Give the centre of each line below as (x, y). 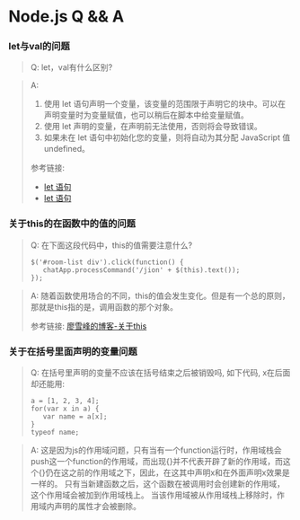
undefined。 (67, 149)
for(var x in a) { (65, 409)
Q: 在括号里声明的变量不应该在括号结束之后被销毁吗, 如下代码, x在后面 (160, 373)
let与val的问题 (40, 47)
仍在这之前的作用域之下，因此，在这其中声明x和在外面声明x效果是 (168, 472)
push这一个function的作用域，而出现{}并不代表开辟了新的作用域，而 (157, 462)
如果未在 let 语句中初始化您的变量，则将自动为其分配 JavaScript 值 (167, 137)
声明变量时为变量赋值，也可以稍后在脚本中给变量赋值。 (146, 115)
